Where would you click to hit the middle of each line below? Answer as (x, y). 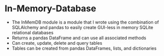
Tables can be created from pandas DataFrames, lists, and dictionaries (84, 48)
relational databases (33, 32)
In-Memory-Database (50, 9)
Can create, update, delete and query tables (57, 43)
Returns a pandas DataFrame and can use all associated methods (79, 38)
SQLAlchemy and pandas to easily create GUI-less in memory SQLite (82, 27)
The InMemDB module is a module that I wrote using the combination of (85, 22)
